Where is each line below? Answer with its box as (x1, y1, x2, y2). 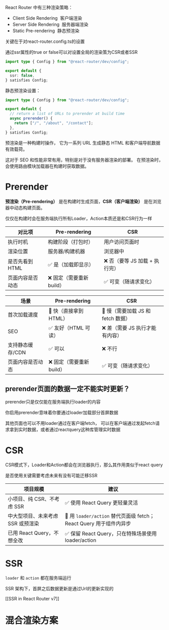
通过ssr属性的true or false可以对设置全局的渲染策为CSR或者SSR (5, 49, 138, 55)
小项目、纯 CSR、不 (8, 495, 55, 502)
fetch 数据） (102, 314, 131, 322)
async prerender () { (10, 116, 53, 121)
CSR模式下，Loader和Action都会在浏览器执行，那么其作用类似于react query (5, 462, 163, 468)
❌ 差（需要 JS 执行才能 (102, 324, 157, 331)
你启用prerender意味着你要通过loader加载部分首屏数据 (5, 410, 119, 416)
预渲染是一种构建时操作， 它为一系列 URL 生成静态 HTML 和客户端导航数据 (5, 140, 161, 146)
